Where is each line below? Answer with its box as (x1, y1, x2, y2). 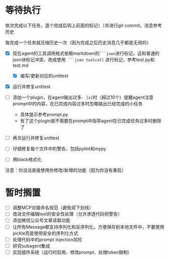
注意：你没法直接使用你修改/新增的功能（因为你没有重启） (5, 167, 127, 173)
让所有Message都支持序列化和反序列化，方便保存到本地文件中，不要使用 (12, 224, 164, 230)
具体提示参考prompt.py (20, 112, 69, 118)
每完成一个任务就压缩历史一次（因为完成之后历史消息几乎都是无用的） (5, 39, 151, 46)
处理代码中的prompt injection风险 (12, 236, 82, 242)
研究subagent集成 (12, 243, 50, 249)
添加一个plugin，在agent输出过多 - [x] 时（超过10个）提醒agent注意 (12, 94, 154, 100)
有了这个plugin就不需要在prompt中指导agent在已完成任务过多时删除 (20, 118, 161, 124)
